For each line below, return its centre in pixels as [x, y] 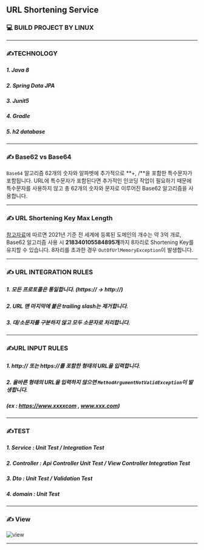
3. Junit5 [18, 100]
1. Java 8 [18, 70]
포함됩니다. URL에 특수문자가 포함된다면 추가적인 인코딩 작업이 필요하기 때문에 [99, 181]
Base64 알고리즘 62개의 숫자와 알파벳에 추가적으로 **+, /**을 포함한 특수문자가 [99, 173]
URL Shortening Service [53, 10]
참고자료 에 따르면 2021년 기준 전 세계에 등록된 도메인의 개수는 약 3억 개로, [94, 234]
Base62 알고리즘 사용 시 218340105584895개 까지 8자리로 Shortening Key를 [100, 242]
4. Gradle [18, 116]
